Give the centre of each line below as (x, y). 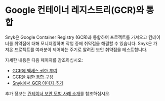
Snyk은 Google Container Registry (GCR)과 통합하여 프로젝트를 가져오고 (76, 37)
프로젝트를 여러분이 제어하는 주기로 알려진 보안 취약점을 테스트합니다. (81, 50)
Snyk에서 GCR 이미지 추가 (38, 83)
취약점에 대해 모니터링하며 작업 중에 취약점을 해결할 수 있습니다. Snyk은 (83, 43)
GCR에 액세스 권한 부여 (35, 70)
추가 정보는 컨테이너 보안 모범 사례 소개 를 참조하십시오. (58, 93)
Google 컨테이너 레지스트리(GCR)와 (75, 10)
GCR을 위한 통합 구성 (33, 77)
